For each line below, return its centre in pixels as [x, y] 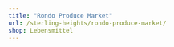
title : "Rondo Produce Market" [61, 16]
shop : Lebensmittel [41, 30]
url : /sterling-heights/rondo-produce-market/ [87, 23]
